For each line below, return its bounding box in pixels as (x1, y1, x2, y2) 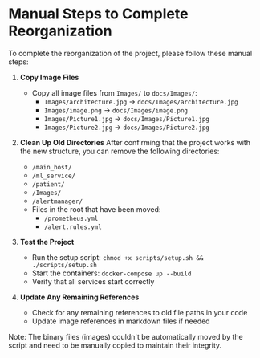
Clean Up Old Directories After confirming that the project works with (19, 137, 251, 147)
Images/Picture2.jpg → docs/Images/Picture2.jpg (43, 122, 210, 132)
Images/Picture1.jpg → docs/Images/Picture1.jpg (43, 113, 210, 123)
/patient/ (31, 180, 66, 189)
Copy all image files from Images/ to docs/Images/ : (31, 87, 198, 97)
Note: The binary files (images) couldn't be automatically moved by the (8, 332, 243, 341)
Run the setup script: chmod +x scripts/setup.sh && (31, 252, 204, 262)
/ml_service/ (31, 172, 76, 180)
